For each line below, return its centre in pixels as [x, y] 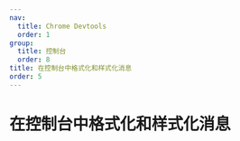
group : [22, 43]
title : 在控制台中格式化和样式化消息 [71, 69]
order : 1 [34, 34]
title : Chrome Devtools [62, 26]
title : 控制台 [42, 52]
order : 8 [34, 60]
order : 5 [26, 77]
